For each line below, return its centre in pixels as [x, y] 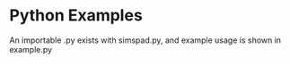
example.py [31, 49]
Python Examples [76, 16]
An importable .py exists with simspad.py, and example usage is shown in [145, 40]
